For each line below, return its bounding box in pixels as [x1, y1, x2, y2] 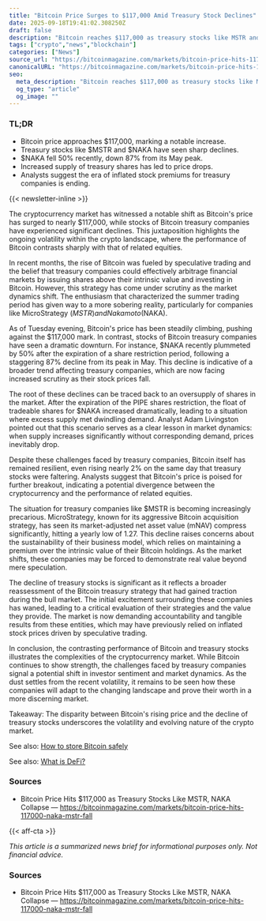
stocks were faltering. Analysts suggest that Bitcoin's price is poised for [9, 472, 243, 481]
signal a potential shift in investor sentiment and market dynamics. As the [9, 668, 247, 678]
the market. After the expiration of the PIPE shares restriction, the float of [9, 397, 247, 407]
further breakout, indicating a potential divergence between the [9, 479, 215, 490]
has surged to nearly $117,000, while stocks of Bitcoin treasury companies [9, 217, 250, 227]
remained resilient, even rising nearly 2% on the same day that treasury [9, 463, 242, 472]
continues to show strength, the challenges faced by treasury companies [9, 660, 247, 670]
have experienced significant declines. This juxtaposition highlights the [9, 226, 240, 235]
